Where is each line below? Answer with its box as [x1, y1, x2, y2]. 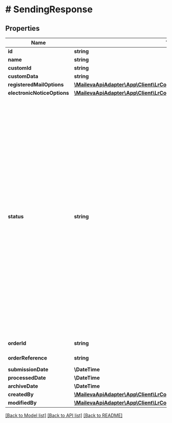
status [8, 213, 24, 220]
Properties [5, 24, 40, 33]
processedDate [8, 374, 46, 381]
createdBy [8, 391, 34, 398]
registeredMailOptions [8, 81, 64, 88]
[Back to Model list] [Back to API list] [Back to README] [5, 412, 123, 418]
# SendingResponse [5, 4, 93, 15]
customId [8, 65, 32, 71]
